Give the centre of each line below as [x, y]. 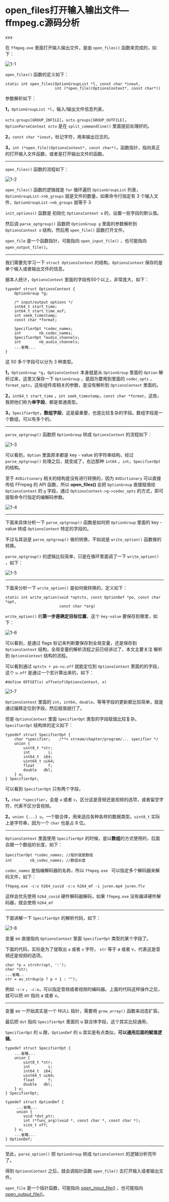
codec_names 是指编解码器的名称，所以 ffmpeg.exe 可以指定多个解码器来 [80, 870]
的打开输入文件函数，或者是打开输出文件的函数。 [56, 154]
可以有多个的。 [38, 419]
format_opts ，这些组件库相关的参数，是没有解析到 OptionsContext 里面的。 [83, 385]
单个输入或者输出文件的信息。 [36, 269]
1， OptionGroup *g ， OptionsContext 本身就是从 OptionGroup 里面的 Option [81, 372]
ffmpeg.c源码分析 [43, 23]
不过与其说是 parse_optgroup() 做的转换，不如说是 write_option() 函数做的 [83, 539]
